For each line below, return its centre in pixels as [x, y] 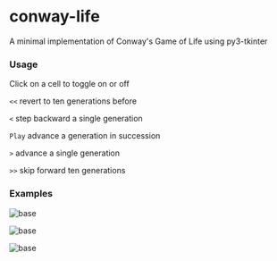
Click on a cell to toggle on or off [69, 84]
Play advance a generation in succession [85, 136]
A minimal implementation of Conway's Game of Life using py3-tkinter [138, 41]
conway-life [55, 17]
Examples [31, 194]
